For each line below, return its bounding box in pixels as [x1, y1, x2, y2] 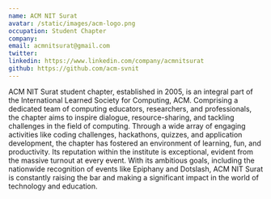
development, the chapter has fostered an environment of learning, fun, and [8, 138, 261, 148]
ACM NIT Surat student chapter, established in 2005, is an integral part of [8, 87, 253, 96]
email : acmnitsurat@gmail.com [8, 42, 111, 50]
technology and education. [8, 181, 99, 191]
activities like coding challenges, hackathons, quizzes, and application [8, 129, 243, 139]
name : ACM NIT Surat [8, 11, 78, 20]
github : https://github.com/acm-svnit [8, 65, 139, 73]
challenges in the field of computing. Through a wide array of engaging [8, 121, 246, 130]
